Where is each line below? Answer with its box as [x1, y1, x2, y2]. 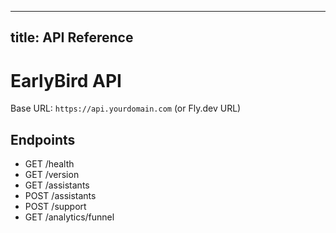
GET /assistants [24, 179, 90, 191]
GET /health [24, 158, 75, 170]
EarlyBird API [10, 69, 122, 92]
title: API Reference [10, 29, 134, 46]
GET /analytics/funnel [24, 211, 115, 223]
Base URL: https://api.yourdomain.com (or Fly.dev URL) [10, 102, 242, 115]
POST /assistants [24, 190, 97, 202]
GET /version [24, 169, 80, 181]
